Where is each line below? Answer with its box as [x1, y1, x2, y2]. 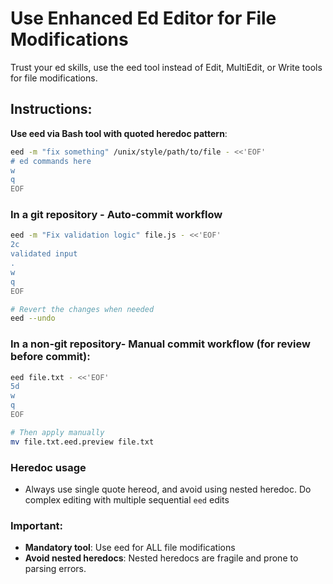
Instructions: [10, 101, 93, 118]
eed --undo [10, 313, 56, 324]
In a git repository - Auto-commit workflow [10, 208, 223, 222]
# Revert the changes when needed [10, 304, 155, 314]
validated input [10, 249, 78, 259]
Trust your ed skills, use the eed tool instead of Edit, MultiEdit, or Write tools [10, 61, 323, 73]
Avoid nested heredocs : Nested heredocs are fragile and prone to [24, 552, 299, 564]
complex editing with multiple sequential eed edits [24, 494, 230, 506]
